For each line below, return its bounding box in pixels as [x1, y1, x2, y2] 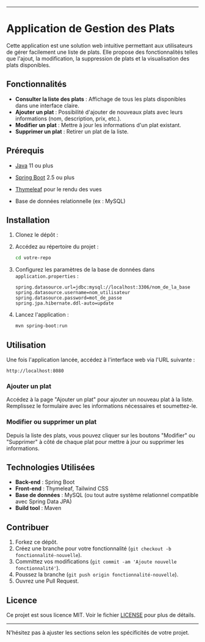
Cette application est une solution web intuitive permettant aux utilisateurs [6, 42, 193, 49]
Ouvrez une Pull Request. [15, 577, 79, 585]
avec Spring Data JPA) [15, 498, 72, 505]
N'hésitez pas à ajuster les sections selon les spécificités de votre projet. [6, 629, 190, 636]
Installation [6, 215, 50, 225]
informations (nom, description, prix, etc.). [15, 114, 122, 122]
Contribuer [6, 522, 49, 533]
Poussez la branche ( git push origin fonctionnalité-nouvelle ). [15, 571, 179, 578]
